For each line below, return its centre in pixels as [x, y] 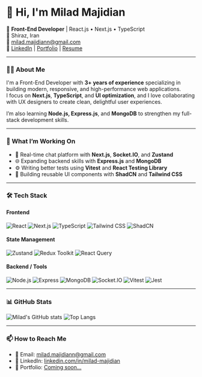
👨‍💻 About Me [26, 69]
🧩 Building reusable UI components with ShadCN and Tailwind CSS [99, 174]
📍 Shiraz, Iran [23, 35]
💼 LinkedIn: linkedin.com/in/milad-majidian [67, 361]
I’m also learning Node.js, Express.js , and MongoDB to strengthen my [93, 113]
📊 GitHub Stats [29, 302]
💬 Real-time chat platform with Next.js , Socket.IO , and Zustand [94, 154]
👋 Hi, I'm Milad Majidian [66, 12]
